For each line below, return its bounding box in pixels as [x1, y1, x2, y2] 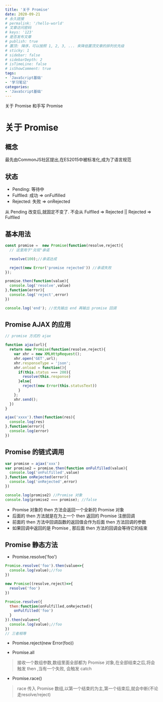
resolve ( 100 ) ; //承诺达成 [9, 256, 57, 262]
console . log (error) [9, 429, 49, 434]
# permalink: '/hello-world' [5, 21, 64, 26]
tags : [5, 71, 16, 76]
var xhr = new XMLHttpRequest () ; [14, 351, 82, 357]
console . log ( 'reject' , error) [9, 292, 69, 297]
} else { [18, 379, 32, 384]
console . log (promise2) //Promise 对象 [5, 492, 82, 498]
